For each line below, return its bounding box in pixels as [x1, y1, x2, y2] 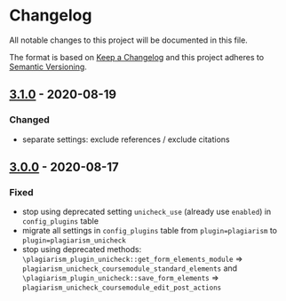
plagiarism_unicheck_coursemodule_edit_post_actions [21, 283, 222, 293]
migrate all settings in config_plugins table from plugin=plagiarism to [21, 226, 278, 236]
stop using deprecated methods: [21, 244, 142, 255]
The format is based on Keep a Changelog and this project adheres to [9, 51, 265, 62]
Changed [9, 114, 51, 126]
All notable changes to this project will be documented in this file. [9, 35, 249, 45]
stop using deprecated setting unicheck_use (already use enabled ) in [21, 206, 272, 218]
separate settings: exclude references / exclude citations [21, 134, 230, 145]
